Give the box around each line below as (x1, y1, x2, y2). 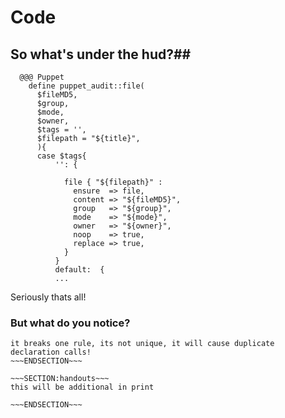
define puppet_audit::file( (28, 81, 145, 91)
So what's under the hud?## (10, 46, 192, 63)
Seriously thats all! (10, 291, 87, 303)
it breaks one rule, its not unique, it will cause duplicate (10, 339, 275, 349)
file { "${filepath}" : (63, 177, 163, 187)
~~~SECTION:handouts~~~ (10, 374, 110, 384)
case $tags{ (36, 151, 87, 161)
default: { (54, 265, 105, 275)
